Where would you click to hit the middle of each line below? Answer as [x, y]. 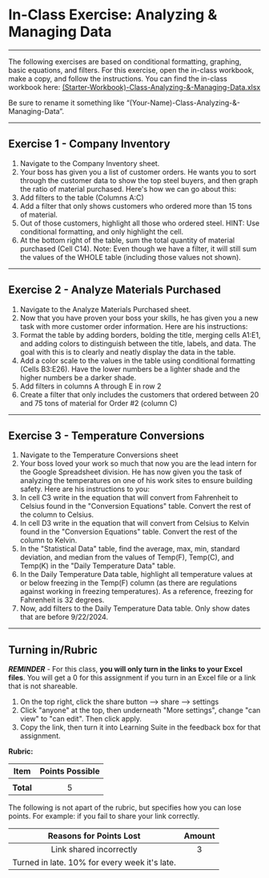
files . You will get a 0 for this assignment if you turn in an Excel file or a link [132, 678]
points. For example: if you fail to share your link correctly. [104, 816]
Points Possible [70, 771]
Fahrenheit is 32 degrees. [62, 600]
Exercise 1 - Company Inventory [89, 144]
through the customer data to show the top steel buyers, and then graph [139, 180]
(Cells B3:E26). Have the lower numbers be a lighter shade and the [130, 369]
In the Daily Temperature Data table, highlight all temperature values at [136, 575]
